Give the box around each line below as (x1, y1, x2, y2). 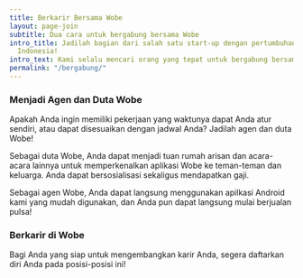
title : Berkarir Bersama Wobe (9, 13, 124, 23)
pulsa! (9, 207, 32, 218)
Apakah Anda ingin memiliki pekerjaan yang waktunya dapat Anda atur (9, 114, 272, 125)
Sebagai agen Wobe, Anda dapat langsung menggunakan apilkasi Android (9, 187, 286, 199)
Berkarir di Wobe (9, 229, 86, 242)
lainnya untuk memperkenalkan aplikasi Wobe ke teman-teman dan (32, 160, 282, 171)
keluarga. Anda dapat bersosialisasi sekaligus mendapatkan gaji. (9, 170, 250, 181)
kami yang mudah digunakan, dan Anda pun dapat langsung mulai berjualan (9, 197, 292, 208)
